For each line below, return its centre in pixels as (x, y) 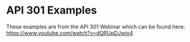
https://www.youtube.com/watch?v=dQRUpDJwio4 (70, 33)
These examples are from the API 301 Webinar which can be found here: (96, 27)
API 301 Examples (52, 10)
